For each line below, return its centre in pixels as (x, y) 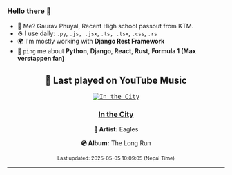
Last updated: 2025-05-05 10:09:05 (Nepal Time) (116, 158)
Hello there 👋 (29, 11)
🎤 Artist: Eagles (116, 129)
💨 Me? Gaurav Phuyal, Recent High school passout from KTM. (105, 26)
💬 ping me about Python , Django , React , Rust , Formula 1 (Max (107, 51)
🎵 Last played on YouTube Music (116, 80)
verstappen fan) (41, 59)
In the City (116, 115)
